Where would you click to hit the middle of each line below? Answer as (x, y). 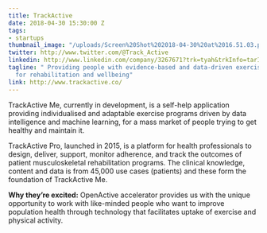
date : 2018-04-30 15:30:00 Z (56, 23)
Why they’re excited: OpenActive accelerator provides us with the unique (129, 195)
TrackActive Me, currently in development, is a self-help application (119, 105)
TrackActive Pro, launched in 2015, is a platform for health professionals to (130, 146)
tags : (17, 30)
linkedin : (25, 60)
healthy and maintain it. (46, 130)
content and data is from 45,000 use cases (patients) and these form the (127, 171)
